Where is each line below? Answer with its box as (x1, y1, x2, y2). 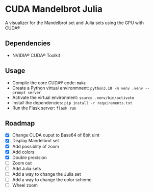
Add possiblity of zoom (12, 143, 59, 149)
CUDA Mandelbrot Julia (5, 3, 103, 15)
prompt (12, 90, 26, 95)
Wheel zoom (12, 182, 38, 188)
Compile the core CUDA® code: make (12, 80, 86, 86)
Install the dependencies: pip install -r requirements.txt (12, 99, 132, 105)
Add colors (12, 149, 35, 155)
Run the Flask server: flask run (12, 105, 77, 111)
